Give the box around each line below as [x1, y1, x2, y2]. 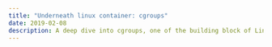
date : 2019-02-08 [8, 19, 67, 27]
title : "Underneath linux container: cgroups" [8, 11, 168, 20]
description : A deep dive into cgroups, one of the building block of [8, 26, 252, 34]
